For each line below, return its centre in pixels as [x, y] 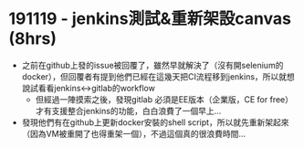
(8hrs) [32, 39]
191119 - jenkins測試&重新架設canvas [150, 19]
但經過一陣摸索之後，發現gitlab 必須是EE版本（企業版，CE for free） [164, 99]
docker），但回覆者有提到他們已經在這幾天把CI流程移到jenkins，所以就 [154, 76]
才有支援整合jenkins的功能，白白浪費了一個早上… [128, 111]
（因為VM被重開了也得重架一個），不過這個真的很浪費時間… [134, 133]
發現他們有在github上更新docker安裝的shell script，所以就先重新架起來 [155, 122]
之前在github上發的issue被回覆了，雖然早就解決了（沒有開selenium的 [152, 65]
